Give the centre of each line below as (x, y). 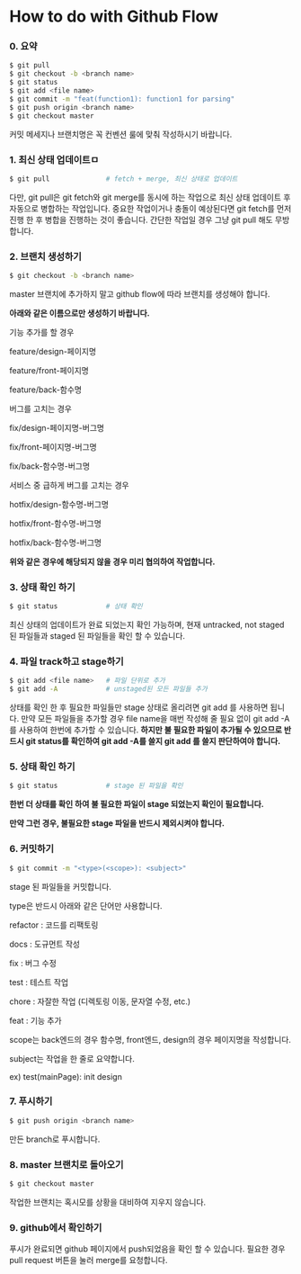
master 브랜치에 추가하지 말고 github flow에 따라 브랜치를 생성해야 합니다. (140, 293)
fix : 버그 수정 (33, 963)
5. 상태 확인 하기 (42, 767)
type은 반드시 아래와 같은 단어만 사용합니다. (86, 905)
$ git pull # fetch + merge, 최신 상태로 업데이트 (124, 179)
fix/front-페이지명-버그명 (53, 446)
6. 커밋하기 (32, 849)
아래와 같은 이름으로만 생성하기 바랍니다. (80, 313)
